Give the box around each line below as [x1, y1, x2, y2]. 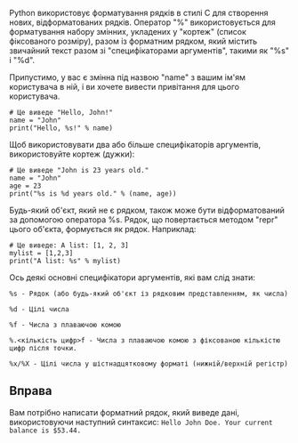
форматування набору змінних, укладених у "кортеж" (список [9, 27, 247, 36]
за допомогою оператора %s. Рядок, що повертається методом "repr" [9, 214, 278, 225]
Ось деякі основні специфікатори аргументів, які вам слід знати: [9, 272, 256, 283]
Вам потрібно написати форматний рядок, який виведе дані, [9, 407, 240, 417]
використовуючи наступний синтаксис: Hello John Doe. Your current [9, 416, 273, 427]
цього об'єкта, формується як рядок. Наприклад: [9, 224, 197, 234]
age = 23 [9, 181, 42, 190]
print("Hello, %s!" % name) [9, 124, 114, 133]
